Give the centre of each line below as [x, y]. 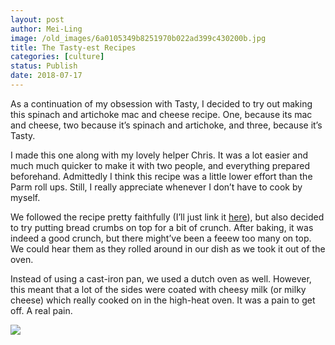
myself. [25, 197]
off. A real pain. [41, 310]
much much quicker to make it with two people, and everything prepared [160, 165]
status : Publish [44, 66]
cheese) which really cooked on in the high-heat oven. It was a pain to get [163, 300]
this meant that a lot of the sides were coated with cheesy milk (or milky [158, 289]
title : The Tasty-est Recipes [73, 47]
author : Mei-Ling [46, 29]
